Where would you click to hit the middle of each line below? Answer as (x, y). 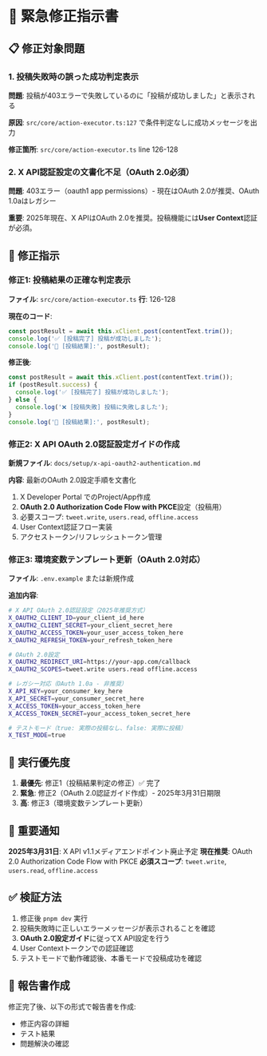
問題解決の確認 (44, 1043)
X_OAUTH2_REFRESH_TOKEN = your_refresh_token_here (90, 640)
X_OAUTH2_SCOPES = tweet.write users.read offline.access (103, 669)
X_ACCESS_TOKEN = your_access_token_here (75, 706)
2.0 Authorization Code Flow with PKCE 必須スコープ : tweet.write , (118, 861)
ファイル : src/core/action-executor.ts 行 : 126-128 (92, 299)
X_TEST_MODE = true (37, 736)
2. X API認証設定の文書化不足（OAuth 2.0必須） (101, 172)
